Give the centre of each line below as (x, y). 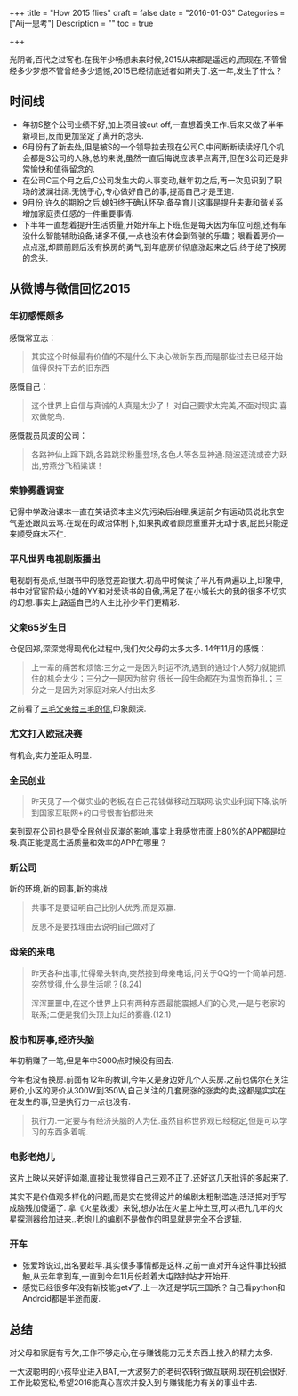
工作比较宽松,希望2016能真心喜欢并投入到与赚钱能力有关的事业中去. (133, 1383)
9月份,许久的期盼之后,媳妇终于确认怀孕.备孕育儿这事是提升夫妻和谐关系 (153, 202)
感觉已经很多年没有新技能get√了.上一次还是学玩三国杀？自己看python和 (153, 1287)
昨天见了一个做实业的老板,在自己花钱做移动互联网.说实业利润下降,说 (155, 801)
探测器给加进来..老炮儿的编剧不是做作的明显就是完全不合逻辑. (129, 1219)
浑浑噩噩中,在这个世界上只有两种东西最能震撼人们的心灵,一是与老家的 (158, 1003)
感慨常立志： (32, 337)
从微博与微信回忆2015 (70, 289)
